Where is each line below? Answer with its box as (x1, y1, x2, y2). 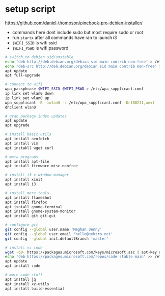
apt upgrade (5, 123, 29, 128)
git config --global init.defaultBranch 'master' (5, 236, 109, 241)
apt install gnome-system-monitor (5, 209, 76, 214)
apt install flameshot (5, 195, 52, 200)
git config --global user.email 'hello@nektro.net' (5, 231, 113, 236)
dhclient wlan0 (5, 105, 36, 110)
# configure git (5, 222, 38, 227)
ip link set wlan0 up (5, 95, 50, 101)
